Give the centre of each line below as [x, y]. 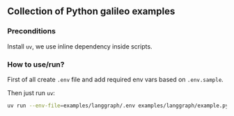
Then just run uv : [31, 92]
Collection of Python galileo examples [91, 11]
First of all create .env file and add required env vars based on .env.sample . [116, 79]
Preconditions [32, 31]
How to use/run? [36, 64]
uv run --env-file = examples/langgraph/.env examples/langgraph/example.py [118, 106]
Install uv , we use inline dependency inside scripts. [80, 46]
